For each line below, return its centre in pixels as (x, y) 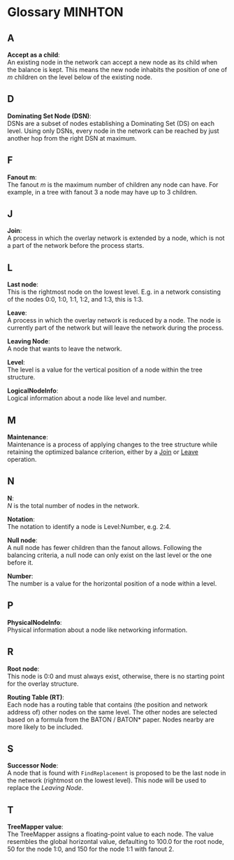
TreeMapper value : (36, 827)
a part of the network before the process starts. (76, 246)
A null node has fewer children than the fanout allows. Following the (105, 547)
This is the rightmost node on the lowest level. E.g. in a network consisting (114, 292)
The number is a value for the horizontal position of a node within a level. (112, 583)
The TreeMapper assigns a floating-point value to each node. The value (111, 834)
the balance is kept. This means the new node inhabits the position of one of (117, 70)
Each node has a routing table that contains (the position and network (108, 705)
